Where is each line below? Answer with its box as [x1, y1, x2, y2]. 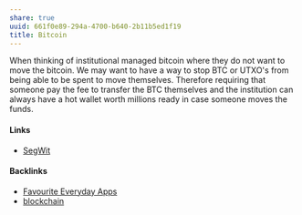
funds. [9, 104, 34, 115]
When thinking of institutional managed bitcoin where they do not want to [9, 56, 286, 67]
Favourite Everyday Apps [22, 186, 118, 197]
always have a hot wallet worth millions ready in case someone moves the [9, 94, 287, 105]
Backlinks [9, 166, 48, 177]
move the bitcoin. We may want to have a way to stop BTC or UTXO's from [9, 65, 289, 76]
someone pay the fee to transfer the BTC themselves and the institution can [9, 84, 294, 96]
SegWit [22, 145, 51, 156]
